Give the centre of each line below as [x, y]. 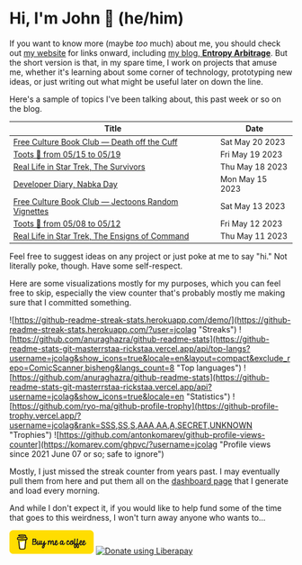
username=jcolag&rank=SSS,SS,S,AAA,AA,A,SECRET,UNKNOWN [131, 425]
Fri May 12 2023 [251, 223]
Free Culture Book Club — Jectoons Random [96, 201]
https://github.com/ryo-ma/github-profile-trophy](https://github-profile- [145, 406]
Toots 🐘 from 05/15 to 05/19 [67, 154]
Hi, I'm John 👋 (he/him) [97, 18]
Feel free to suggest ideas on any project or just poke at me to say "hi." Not [148, 256]
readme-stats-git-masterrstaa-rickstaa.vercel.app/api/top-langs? [130, 348]
